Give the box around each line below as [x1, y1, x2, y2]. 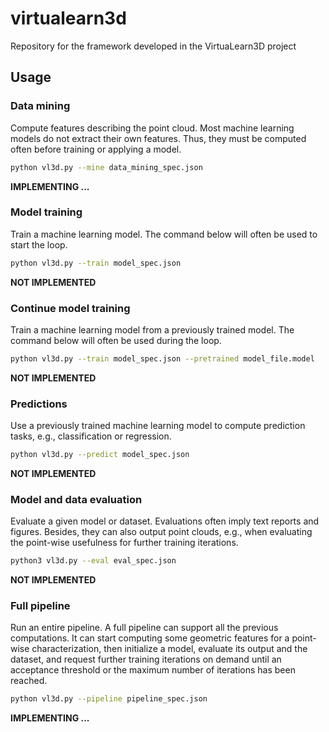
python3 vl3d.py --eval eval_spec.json [10, 556, 177, 566]
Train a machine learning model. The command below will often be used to [10, 228, 318, 240]
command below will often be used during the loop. [10, 334, 222, 346]
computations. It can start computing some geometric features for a [10, 632, 290, 644]
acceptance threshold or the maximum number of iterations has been [10, 664, 296, 676]
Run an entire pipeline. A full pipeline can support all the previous [10, 622, 279, 634]
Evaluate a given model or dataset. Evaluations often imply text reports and [10, 515, 320, 527]
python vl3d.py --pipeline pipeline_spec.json [10, 694, 208, 704]
